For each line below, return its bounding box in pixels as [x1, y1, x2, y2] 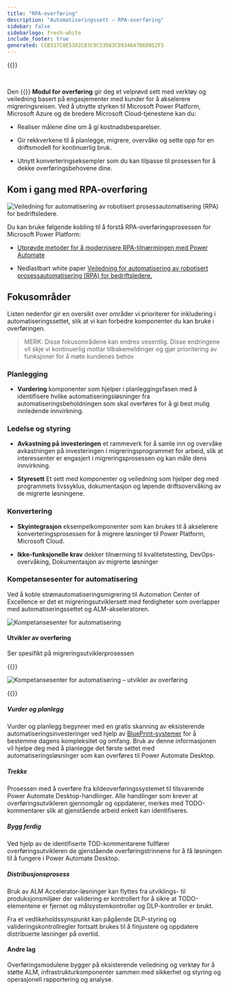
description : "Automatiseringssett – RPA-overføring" [7, 16, 165, 23]
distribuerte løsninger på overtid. [7, 929, 100, 938]
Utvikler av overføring [7, 634, 71, 642]
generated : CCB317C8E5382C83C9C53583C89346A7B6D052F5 [7, 42, 165, 49]
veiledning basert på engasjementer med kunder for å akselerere [7, 95, 191, 103]
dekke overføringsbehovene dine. [16, 164, 113, 172]
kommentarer [7, 806, 45, 815]
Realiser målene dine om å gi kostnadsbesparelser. [16, 123, 161, 131]
